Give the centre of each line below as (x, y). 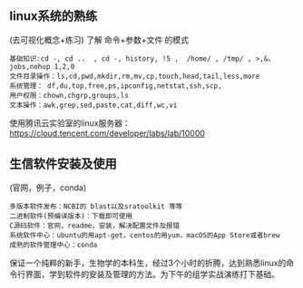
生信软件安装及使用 (63, 164)
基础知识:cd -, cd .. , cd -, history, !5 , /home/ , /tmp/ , (131, 58)
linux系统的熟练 (54, 16)
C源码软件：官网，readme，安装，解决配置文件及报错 (94, 226)
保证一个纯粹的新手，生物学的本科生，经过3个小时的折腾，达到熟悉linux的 (148, 263)
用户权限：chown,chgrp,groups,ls (69, 95)
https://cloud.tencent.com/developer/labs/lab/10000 (108, 133)
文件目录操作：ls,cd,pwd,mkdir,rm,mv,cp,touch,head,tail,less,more (135, 76)
